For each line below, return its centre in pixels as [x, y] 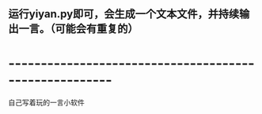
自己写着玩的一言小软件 [46, 103]
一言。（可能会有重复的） [78, 29]
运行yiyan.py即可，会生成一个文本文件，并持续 [124, 14]
